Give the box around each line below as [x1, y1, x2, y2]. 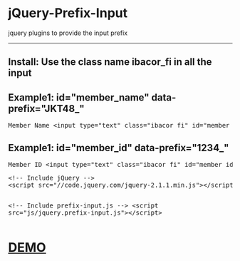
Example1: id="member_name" [8, 91, 150, 103]
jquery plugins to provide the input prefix [8, 29, 127, 37]
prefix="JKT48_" [8, 102, 85, 115]
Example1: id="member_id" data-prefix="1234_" [8, 141, 229, 154]
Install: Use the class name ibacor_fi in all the [8, 56, 212, 68]
